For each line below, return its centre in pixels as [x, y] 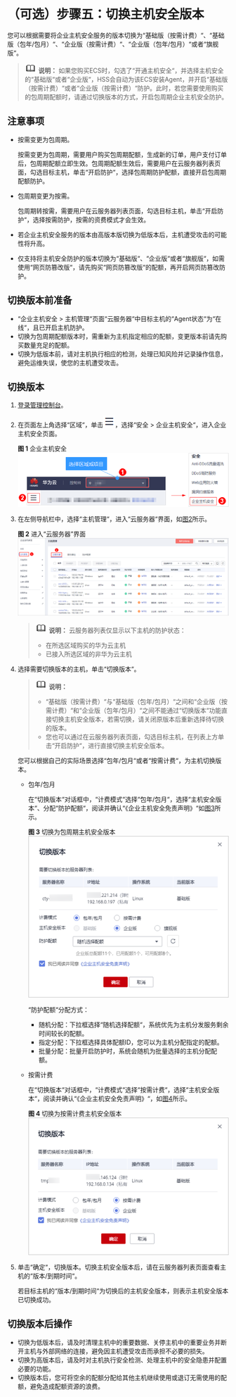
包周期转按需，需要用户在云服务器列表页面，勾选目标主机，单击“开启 [117, 211]
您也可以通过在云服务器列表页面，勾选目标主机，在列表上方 [132, 737]
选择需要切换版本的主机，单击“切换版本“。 [79, 669]
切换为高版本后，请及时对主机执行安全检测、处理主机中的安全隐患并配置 [122, 1360]
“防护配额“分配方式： [58, 1009]
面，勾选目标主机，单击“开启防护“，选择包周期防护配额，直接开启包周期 [122, 172]
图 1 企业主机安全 [42, 449]
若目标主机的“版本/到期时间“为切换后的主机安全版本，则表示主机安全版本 [123, 1291]
